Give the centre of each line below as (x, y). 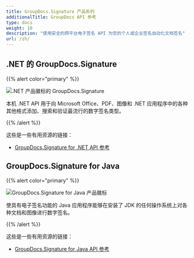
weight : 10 (19, 28)
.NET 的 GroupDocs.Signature (62, 64)
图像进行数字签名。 (50, 212)
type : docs (19, 22)
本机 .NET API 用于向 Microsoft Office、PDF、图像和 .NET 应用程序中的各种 (97, 103)
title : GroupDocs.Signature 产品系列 (50, 11)
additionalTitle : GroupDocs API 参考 (51, 17)
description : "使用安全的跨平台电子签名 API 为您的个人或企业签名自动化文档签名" (96, 34)
